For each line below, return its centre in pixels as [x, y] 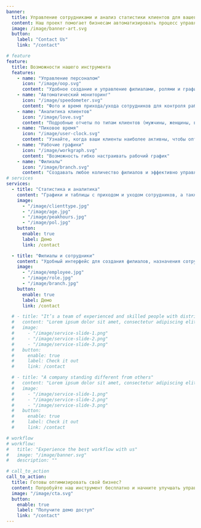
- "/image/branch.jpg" [50, 283]
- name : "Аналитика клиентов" [55, 111]
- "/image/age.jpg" [46, 212]
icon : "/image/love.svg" [53, 117]
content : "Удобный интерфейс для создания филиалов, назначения [99, 261]
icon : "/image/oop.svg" [52, 84]
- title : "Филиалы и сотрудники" [53, 256]
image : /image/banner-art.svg [49, 28]
